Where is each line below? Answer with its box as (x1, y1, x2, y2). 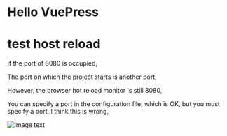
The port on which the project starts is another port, (7, 73, 158, 81)
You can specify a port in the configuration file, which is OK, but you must (7, 100, 221, 108)
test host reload (7, 36, 101, 52)
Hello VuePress (7, 4, 99, 20)
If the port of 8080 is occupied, (7, 59, 98, 68)
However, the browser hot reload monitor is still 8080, (7, 86, 163, 95)
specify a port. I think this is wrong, (7, 107, 109, 116)
